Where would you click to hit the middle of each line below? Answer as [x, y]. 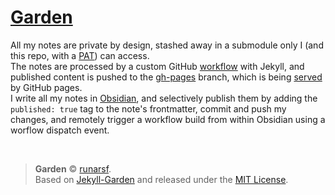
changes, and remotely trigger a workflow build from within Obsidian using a [168, 119]
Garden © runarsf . [73, 168]
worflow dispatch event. [60, 130]
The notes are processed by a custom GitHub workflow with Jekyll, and [157, 66]
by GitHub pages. [46, 87]
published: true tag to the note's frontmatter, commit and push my [148, 108]
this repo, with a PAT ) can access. [80, 55]
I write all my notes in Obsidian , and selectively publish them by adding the [164, 98]
